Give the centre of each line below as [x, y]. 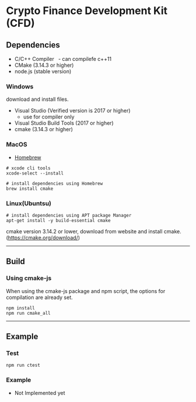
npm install [20, 308]
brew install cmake [30, 189]
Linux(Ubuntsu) [29, 203]
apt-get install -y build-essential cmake [58, 220]
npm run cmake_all [28, 313]
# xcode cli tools [28, 168]
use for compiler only [49, 117]
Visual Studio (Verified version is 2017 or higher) [72, 111]
